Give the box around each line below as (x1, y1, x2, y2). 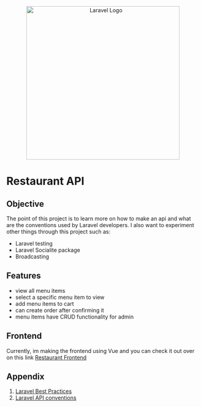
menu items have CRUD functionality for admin (15, 313, 134, 320)
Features (6, 271, 41, 281)
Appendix (6, 371, 45, 382)
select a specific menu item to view (15, 293, 105, 301)
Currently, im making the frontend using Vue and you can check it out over (6, 347, 195, 354)
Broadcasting (15, 253, 50, 260)
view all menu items (15, 287, 66, 294)
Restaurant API (6, 174, 85, 188)
